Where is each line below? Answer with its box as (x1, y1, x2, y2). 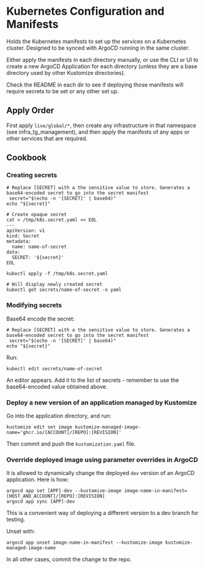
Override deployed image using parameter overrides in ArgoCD (6, 455, 198, 464)
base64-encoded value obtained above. (6, 382, 108, 390)
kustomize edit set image (6, 424, 72, 430)
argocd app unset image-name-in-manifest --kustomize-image (6, 540, 163, 546)
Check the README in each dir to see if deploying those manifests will (6, 81, 184, 88)
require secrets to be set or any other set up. (6, 87, 119, 95)
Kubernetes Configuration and (6, 4, 165, 18)
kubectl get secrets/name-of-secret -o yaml (6, 287, 122, 293)
